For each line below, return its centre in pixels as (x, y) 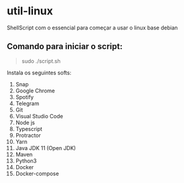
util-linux (30, 11)
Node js (25, 122)
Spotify (24, 97)
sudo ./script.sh (41, 61)
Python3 (26, 161)
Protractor (28, 135)
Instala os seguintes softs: (39, 73)
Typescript (29, 129)
